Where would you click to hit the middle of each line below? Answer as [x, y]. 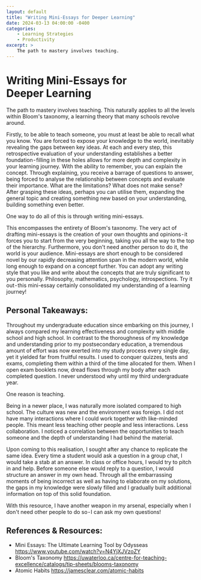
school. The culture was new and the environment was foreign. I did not [95, 412]
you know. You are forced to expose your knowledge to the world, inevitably [100, 140]
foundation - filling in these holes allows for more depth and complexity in [96, 160]
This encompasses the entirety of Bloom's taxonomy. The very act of [91, 228]
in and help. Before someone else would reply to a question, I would [90, 468]
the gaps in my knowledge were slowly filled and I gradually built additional [99, 488]
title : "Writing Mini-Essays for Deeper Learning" [71, 17]
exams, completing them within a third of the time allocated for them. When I [101, 363]
